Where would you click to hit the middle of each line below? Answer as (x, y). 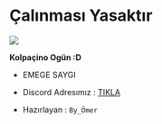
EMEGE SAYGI (49, 75)
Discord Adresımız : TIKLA (71, 92)
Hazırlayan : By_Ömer (60, 110)
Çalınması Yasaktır (81, 16)
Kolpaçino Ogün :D (45, 57)
